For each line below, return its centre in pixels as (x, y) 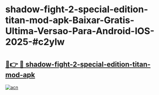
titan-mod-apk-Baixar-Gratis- (70, 20)
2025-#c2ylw (35, 42)
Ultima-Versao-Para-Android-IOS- (80, 31)
